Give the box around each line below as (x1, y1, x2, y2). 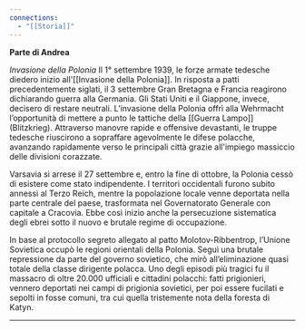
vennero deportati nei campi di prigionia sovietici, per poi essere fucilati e (9, 282, 284, 293)
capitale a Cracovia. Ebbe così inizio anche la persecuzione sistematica (9, 207, 277, 218)
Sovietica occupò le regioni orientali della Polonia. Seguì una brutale (9, 244, 264, 255)
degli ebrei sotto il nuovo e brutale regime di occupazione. (9, 217, 227, 228)
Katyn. (9, 301, 34, 313)
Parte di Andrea (9, 46, 70, 57)
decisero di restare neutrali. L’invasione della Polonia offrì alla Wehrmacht (9, 102, 284, 113)
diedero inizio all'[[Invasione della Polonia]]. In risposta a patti (9, 73, 240, 84)
